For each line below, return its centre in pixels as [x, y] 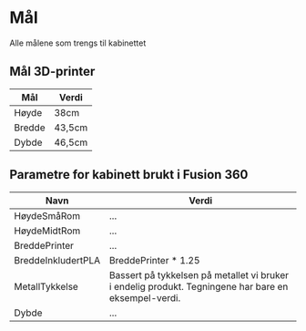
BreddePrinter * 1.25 [154, 260]
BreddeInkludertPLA [57, 260]
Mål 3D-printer [52, 72]
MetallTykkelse [46, 286]
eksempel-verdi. [145, 297]
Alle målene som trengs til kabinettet [78, 43]
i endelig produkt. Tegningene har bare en [199, 286]
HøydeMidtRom [47, 231]
